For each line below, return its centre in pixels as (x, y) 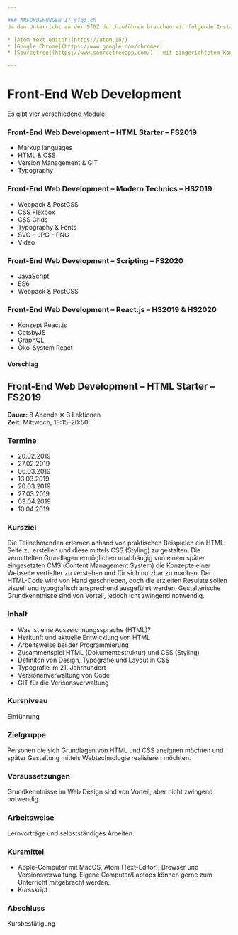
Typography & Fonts (47, 227)
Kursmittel (26, 852)
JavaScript (33, 276)
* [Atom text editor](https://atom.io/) (68, 40)
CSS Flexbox (36, 212)
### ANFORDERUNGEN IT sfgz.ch (52, 20)
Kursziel (22, 527)
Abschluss (26, 908)
